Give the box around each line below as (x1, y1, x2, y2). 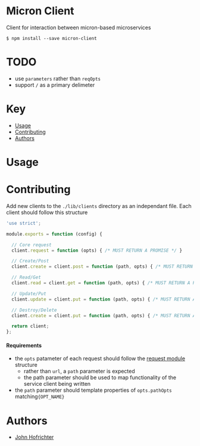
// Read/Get (11, 274, 42, 281)
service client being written (23, 380, 91, 388)
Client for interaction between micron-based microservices (6, 24, 151, 31)
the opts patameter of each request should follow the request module (14, 355, 186, 362)
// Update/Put (11, 290, 46, 296)
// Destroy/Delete (11, 307, 58, 313)
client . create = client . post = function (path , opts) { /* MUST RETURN (11, 264, 193, 270)
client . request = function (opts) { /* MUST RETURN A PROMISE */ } (11, 247, 183, 253)
